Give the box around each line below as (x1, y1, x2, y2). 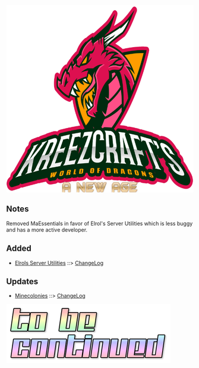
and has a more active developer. (6, 226, 88, 233)
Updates (6, 276, 39, 287)
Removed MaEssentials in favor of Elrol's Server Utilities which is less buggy (6, 220, 193, 227)
